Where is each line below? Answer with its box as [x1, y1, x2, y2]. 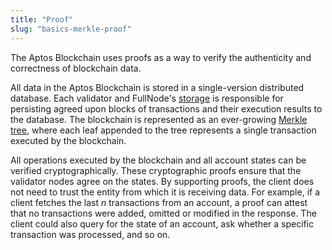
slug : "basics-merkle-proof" [10, 24, 132, 34]
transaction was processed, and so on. [10, 228, 171, 240]
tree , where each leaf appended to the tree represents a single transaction [10, 124, 317, 136]
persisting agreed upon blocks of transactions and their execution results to [10, 102, 323, 115]
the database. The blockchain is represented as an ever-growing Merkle [10, 113, 308, 125]
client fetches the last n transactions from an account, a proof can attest [10, 196, 308, 208]
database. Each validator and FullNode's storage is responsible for [10, 92, 284, 104]
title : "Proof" [10, 14, 74, 25]
